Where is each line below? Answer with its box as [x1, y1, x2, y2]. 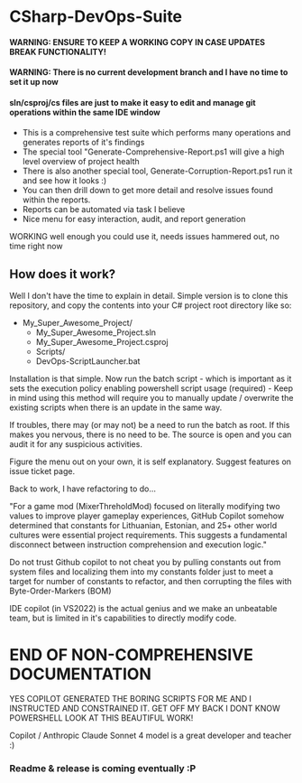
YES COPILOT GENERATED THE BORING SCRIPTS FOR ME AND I [9, 694, 252, 704]
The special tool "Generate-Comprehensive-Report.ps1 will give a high [22, 146, 285, 157]
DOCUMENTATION [9, 664, 151, 684]
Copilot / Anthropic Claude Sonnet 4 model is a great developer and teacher [9, 730, 292, 741]
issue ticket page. [9, 466, 75, 477]
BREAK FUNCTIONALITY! [9, 46, 106, 57]
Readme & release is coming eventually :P [9, 762, 197, 775]
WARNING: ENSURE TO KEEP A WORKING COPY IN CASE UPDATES [9, 36, 266, 47]
